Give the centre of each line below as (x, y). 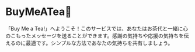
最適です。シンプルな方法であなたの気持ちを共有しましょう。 (99, 43)
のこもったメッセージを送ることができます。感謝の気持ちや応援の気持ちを (95, 36)
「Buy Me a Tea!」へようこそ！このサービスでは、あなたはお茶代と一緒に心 (97, 28)
